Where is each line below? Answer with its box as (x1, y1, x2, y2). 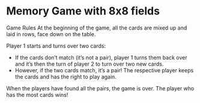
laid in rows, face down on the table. (6, 30, 96, 37)
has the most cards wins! (6, 91, 68, 98)
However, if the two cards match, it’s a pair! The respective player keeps (14, 66, 194, 73)
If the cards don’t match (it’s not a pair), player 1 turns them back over (14, 54, 187, 61)
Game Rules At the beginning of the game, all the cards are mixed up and (6, 24, 187, 31)
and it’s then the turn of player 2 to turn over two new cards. (14, 60, 164, 67)
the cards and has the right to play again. (14, 73, 117, 80)
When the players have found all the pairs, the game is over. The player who (6, 84, 195, 92)
